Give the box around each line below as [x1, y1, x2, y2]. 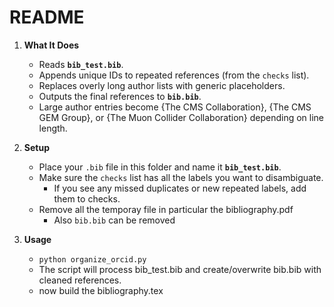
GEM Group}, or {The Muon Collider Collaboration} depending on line [38, 111, 325, 123]
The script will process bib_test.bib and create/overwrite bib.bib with [38, 263, 322, 275]
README [9, 6, 85, 29]
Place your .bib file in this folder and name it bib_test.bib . [38, 161, 282, 173]
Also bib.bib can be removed [53, 214, 176, 226]
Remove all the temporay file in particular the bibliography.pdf [38, 203, 294, 215]
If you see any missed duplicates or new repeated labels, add [53, 182, 307, 194]
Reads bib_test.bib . [38, 58, 124, 70]
